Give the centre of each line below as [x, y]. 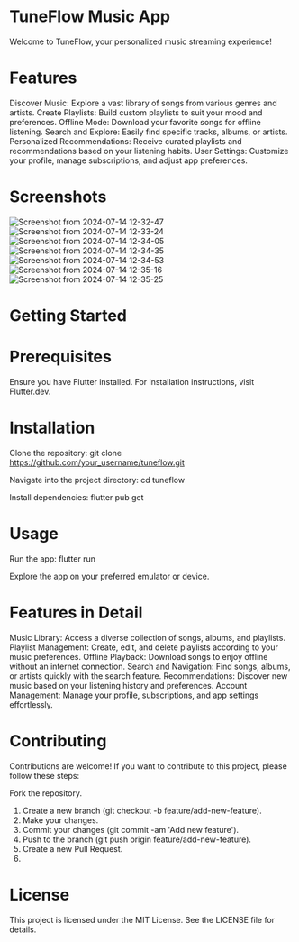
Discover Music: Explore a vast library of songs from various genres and [143, 103]
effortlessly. [32, 704]
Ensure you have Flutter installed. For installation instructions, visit [132, 381]
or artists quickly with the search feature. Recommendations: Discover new [149, 676]
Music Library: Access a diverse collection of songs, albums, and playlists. [148, 637]
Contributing [58, 741]
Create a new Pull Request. [72, 848]
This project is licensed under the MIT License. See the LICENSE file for [142, 919]
